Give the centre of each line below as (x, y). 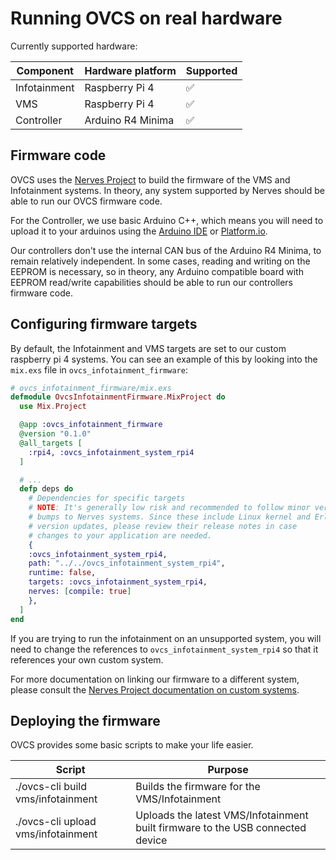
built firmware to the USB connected (221, 828)
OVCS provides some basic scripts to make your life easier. (132, 745)
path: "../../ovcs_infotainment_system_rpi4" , (127, 563)
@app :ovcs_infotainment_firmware (91, 425)
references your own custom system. (87, 659)
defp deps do (46, 489)
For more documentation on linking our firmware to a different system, (155, 679)
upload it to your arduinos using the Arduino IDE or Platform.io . (139, 231)
